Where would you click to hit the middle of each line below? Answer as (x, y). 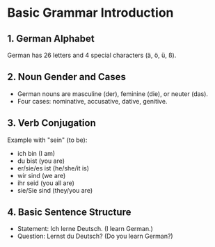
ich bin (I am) (36, 153)
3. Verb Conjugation (51, 123)
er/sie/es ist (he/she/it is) (53, 168)
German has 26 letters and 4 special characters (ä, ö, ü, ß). (92, 55)
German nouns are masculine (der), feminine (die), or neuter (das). (113, 94)
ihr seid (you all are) (46, 183)
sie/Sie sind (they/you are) (55, 190)
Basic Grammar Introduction (90, 13)
